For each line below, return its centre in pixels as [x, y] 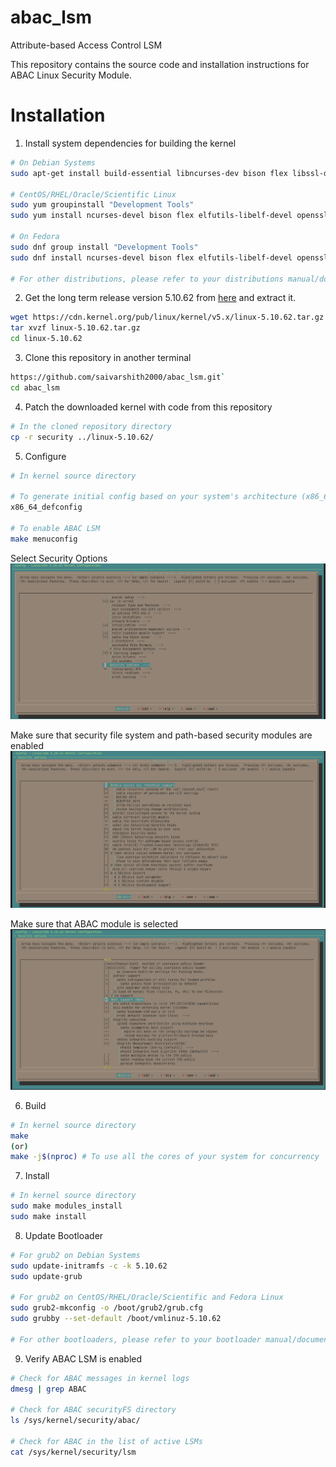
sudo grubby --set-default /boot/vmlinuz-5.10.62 [116, 1319]
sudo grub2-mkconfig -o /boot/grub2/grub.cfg [106, 1308]
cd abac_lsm [35, 387]
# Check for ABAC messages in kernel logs [100, 1378]
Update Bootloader [64, 1235]
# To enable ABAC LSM [55, 528]
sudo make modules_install [66, 1206]
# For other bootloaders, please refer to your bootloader [136, 1339]
